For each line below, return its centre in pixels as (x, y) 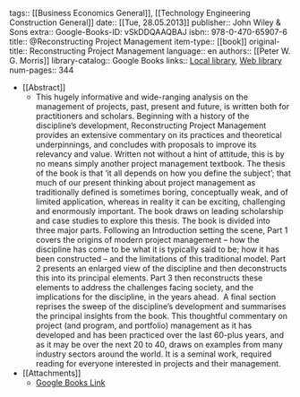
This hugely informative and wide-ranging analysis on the (142, 97)
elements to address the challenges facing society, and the (144, 287)
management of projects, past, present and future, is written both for (163, 106)
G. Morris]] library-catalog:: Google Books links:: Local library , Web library (146, 60)
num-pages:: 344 (42, 70)
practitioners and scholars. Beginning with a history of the (142, 116)
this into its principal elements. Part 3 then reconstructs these (149, 278)
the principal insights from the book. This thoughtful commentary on (162, 316)
